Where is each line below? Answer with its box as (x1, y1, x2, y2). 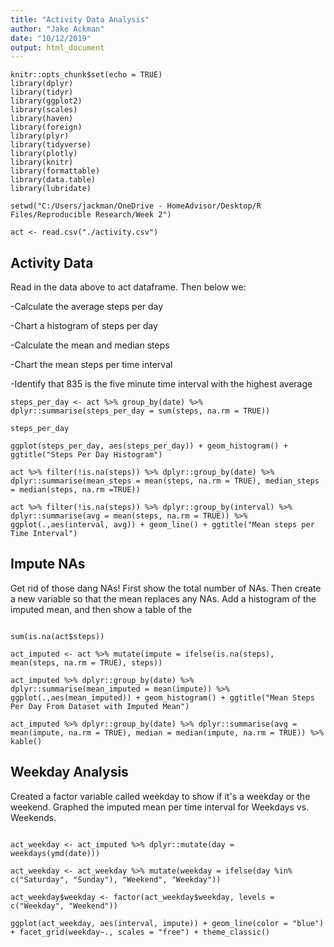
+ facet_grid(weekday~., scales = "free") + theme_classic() (10, 927, 271, 937)
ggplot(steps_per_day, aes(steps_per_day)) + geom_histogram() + (10, 441, 288, 451)
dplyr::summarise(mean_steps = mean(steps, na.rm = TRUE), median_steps (10, 476, 320, 486)
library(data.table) (10, 175, 97, 185)
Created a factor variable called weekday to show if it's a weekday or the (10, 790, 311, 802)
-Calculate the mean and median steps (10, 339, 170, 351)
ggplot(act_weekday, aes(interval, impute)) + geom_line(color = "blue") (10, 918, 325, 928)
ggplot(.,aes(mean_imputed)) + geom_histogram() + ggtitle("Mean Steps (10, 692, 315, 703)
